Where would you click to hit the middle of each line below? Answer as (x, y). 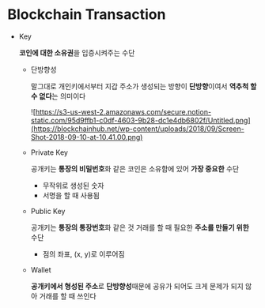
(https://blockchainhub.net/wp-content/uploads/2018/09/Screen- (137, 129)
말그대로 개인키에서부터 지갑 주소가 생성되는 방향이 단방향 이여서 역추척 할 (144, 86)
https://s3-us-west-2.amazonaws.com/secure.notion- (123, 111)
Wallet (41, 269)
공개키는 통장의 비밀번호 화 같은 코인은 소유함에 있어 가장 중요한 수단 (135, 168)
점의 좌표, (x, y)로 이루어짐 (83, 254)
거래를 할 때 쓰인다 (68, 296)
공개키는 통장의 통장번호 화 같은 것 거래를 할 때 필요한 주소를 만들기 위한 (140, 227)
